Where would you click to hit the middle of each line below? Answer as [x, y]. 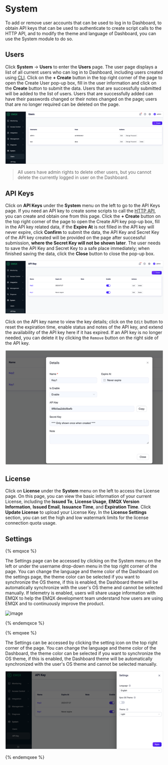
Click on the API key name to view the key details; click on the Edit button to [84, 322]
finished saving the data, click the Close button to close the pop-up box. [80, 254]
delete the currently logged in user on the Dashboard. [73, 177]
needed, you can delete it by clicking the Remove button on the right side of [82, 338]
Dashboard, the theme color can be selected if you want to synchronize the [83, 654]
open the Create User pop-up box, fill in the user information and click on [81, 83]
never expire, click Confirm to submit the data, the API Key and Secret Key [82, 232]
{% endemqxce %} [25, 623]
